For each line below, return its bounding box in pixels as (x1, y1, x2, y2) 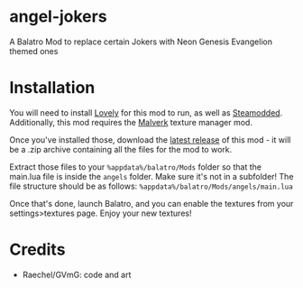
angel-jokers (9, 6, 107, 27)
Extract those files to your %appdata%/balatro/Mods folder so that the (9, 161, 262, 172)
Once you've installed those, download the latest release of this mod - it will (9, 134, 291, 145)
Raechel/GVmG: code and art (22, 269, 132, 280)
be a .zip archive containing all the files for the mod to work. (9, 144, 233, 154)
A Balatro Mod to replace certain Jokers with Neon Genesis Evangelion (9, 36, 273, 47)
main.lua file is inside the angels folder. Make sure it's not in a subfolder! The (9, 171, 294, 181)
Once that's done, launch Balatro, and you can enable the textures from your (9, 198, 294, 209)
